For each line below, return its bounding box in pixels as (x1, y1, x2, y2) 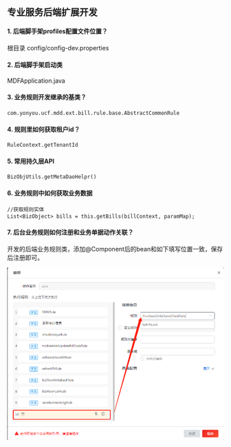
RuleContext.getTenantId (7, 142, 78, 149)
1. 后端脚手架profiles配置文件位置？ (7, 27, 108, 35)
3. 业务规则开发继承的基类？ (7, 93, 87, 101)
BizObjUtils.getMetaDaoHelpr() (7, 174, 97, 180)
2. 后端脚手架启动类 (7, 61, 63, 69)
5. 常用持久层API (7, 157, 55, 165)
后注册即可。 (7, 253, 43, 262)
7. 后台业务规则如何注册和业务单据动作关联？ (7, 228, 134, 236)
